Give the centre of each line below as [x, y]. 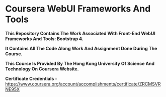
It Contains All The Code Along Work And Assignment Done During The [81, 48]
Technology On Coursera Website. [42, 69]
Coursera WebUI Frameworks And [78, 9]
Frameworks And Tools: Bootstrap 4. [45, 39]
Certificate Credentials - [31, 78]
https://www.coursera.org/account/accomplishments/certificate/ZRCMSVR [83, 84]
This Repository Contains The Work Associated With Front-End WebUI [80, 33]
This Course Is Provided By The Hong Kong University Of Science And [80, 63]
